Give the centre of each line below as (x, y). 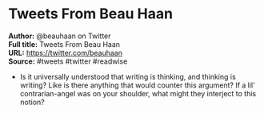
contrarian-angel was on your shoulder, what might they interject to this (138, 93)
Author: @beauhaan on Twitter (60, 36)
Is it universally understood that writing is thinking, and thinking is (128, 76)
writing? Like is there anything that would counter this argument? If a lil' (138, 85)
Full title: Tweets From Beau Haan (64, 44)
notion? (32, 102)
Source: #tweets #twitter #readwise (68, 61)
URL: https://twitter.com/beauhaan (65, 53)
